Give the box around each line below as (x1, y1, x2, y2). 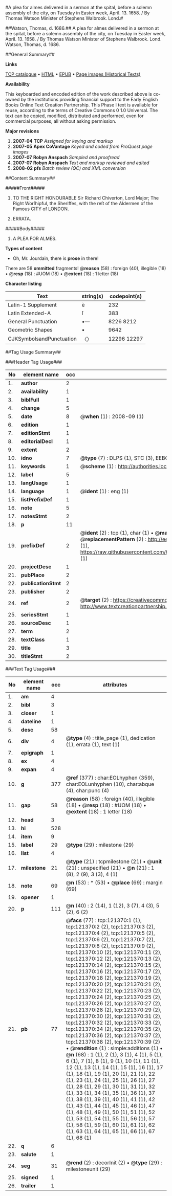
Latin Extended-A (8, 309, 51, 317)
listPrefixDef (21, 496, 53, 503)
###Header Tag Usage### (5, 359, 62, 365)
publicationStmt (21, 580, 61, 587)
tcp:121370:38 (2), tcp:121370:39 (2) (66, 1038, 160, 1045)
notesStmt (21, 513, 47, 520)
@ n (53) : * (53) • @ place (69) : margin (66, 879, 163, 886)
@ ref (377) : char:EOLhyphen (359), (66, 774, 155, 781)
